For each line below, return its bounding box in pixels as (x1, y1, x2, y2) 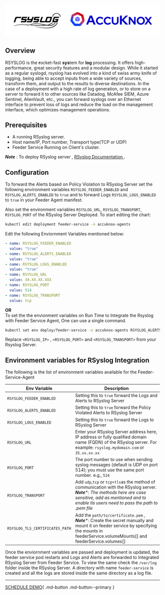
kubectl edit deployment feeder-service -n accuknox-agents (5, 222, 131, 227)
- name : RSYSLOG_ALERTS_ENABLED (5, 251, 71, 256)
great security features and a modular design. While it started (33, 65, 158, 70)
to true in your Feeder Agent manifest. (5, 197, 83, 203)
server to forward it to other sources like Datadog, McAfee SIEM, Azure (5, 91, 149, 97)
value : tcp (9, 298, 32, 303)
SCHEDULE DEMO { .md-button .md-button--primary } (5, 584, 114, 590)
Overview (5, 46, 36, 55)
